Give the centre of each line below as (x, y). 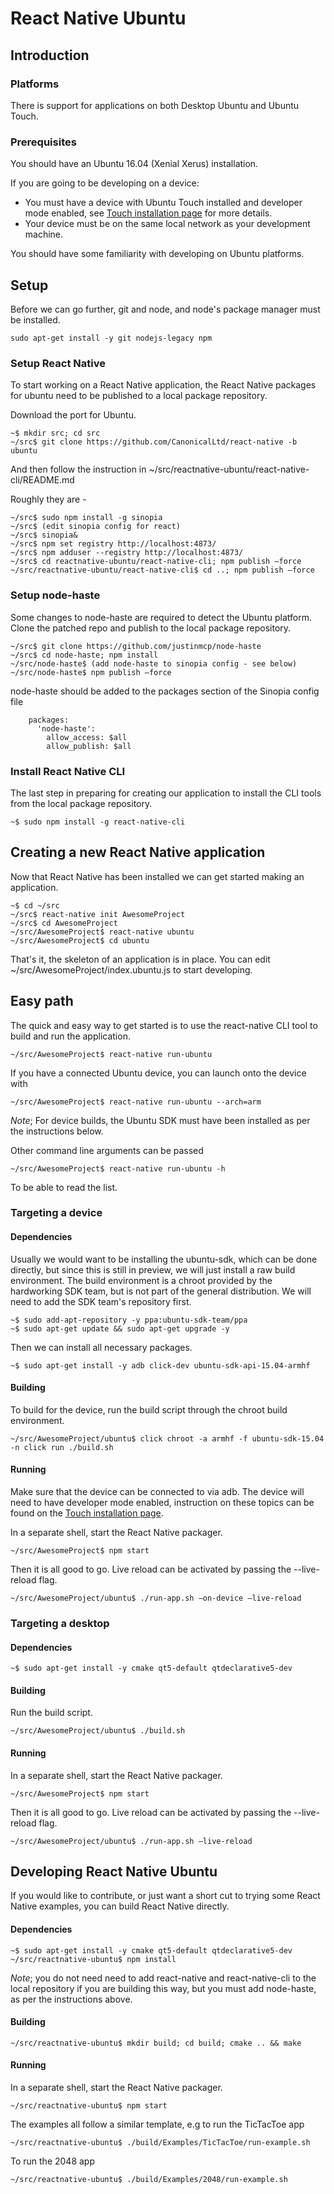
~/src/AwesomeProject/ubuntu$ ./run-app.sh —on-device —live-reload (156, 1598)
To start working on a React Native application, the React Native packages (163, 385)
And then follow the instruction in (78, 469)
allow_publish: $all (89, 746)
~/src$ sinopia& (44, 535)
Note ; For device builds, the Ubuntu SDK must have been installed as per (160, 1120)
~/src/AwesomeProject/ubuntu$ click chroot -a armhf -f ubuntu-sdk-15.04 (167, 1438)
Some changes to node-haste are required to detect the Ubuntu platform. (161, 617)
